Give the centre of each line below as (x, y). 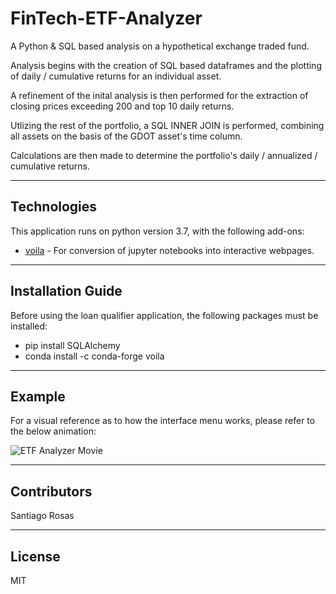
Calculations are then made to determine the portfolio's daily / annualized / (164, 155)
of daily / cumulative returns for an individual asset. (116, 76)
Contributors (51, 491)
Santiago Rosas (42, 516)
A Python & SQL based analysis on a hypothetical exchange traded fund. (160, 46)
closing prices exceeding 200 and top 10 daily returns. (122, 106)
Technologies (54, 207)
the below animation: (53, 431)
